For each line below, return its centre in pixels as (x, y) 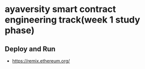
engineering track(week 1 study (72, 20)
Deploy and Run (30, 49)
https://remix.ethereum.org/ (41, 61)
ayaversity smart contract (60, 9)
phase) (20, 30)
